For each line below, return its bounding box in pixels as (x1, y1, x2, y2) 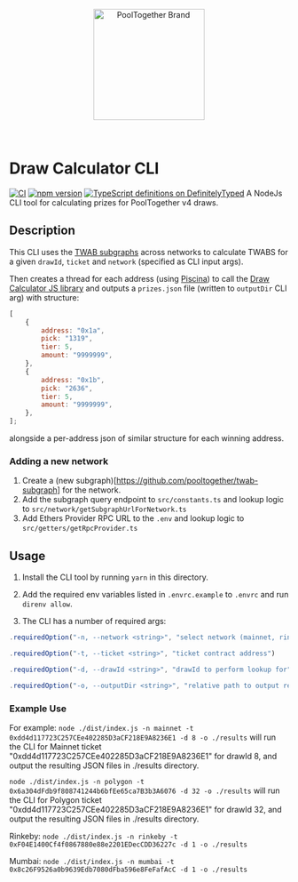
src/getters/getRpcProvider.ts (21, 525, 138, 533)
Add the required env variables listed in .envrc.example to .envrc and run (21, 589, 289, 600)
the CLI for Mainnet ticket (9, 741, 102, 751)
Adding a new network (9, 454, 109, 467)
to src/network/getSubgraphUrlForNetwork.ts (21, 503, 187, 515)
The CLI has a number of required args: (21, 616, 167, 627)
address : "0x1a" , (41, 325, 105, 335)
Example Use (9, 702, 67, 715)
